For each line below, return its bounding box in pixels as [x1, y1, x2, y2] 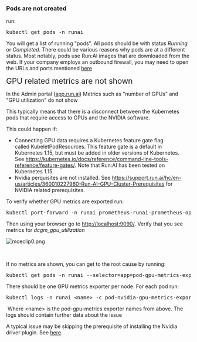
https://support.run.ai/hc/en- [111, 175, 182, 182]
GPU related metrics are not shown [6, 76, 133, 86]
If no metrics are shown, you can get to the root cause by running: [6, 261, 166, 268]
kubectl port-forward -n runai [6, 210, 96, 216]
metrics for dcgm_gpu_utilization [6, 227, 85, 234]
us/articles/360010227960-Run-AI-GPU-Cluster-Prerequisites [14, 180, 165, 187]
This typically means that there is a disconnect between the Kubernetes [6, 108, 180, 115]
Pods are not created [6, 4, 67, 12]
